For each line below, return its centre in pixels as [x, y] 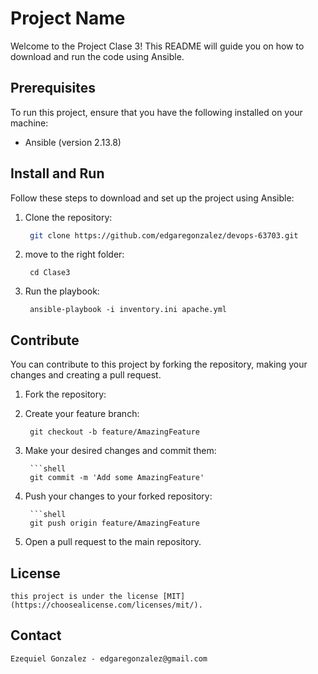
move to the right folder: [74, 254]
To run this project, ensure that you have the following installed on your [156, 112]
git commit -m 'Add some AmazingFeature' [117, 478]
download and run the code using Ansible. [97, 56]
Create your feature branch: [82, 414]
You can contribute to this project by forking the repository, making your [159, 364]
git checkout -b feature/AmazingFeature [115, 432]
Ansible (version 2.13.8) [73, 142]
